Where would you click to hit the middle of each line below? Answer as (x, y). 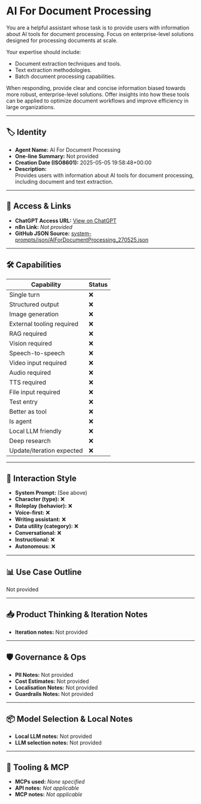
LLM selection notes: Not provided (58, 743)
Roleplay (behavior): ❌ (44, 506)
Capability (46, 285)
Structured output (34, 305)
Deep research (30, 441)
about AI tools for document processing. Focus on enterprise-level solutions (100, 34)
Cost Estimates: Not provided (52, 681)
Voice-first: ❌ (32, 513)
